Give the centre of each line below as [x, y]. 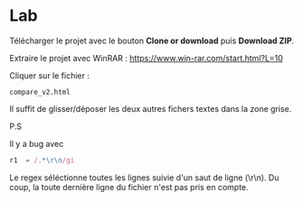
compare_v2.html [40, 92]
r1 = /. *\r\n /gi [42, 160]
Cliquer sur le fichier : [50, 75]
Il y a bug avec [37, 143]
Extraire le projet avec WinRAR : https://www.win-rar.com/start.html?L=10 [146, 58]
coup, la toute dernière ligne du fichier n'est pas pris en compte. [129, 187]
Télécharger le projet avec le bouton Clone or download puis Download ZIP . [152, 41]
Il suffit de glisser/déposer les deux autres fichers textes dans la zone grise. [151, 108]
